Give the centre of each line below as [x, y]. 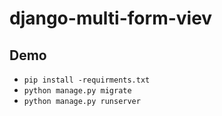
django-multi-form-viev [111, 18]
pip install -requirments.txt [87, 80]
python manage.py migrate [77, 91]
